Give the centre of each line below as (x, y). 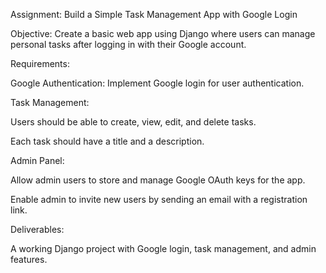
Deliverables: (37, 229)
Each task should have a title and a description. (107, 141)
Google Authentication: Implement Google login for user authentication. (157, 83)
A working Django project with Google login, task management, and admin (163, 248)
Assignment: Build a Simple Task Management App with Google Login (154, 14)
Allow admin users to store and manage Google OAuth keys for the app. (158, 180)
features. (29, 259)
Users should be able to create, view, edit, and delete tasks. (133, 122)
